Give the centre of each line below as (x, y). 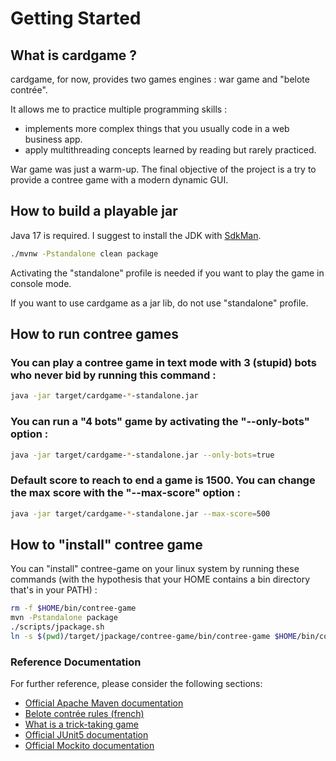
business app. (53, 139)
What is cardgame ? (74, 55)
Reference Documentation (76, 662)
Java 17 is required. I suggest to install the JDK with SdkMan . (136, 235)
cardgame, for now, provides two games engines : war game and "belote (160, 79)
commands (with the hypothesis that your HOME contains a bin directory (160, 579)
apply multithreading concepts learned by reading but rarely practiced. (170, 150)
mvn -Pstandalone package (64, 618)
